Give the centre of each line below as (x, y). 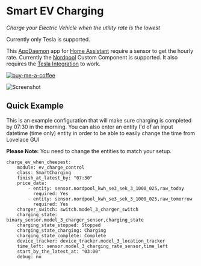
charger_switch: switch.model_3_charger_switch (78, 209)
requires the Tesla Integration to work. (54, 64)
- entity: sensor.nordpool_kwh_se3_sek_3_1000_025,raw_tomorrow (110, 199)
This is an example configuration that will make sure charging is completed (99, 120)
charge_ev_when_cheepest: (39, 162)
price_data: (32, 183)
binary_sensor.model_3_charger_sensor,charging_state (75, 220)
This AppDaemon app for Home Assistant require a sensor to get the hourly (100, 51)
